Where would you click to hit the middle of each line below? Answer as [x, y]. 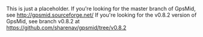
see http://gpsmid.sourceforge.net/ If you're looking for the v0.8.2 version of [101, 15]
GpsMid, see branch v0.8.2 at [43, 21]
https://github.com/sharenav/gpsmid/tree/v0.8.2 [66, 27]
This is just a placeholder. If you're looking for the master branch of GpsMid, [101, 9]
